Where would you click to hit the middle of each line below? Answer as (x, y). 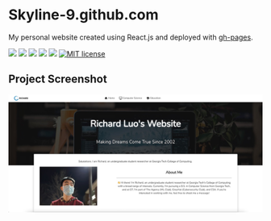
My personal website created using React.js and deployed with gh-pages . (131, 37)
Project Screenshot (58, 79)
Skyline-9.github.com (83, 15)
